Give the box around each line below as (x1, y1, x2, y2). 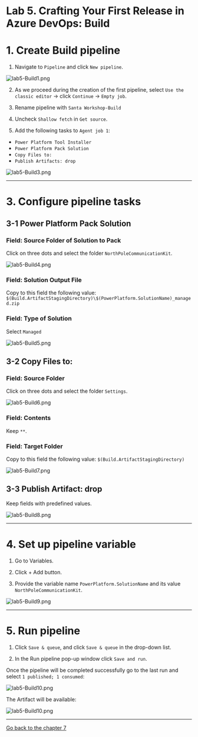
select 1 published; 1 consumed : (6, 673, 85, 680)
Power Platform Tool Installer (14, 140, 92, 146)
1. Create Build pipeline (6, 44, 121, 57)
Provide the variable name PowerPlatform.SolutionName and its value (14, 580, 181, 587)
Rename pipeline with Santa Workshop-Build (14, 104, 121, 111)
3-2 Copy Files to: (6, 356, 73, 366)
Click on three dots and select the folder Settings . (6, 387, 128, 395)
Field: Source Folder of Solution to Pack (6, 236, 121, 244)
